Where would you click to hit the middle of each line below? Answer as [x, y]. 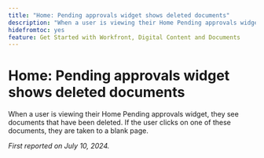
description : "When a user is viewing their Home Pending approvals [123, 23]
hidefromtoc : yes [37, 30]
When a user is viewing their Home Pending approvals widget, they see [124, 114]
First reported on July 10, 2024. [59, 146]
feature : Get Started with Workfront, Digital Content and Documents [125, 37]
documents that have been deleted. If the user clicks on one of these [120, 123]
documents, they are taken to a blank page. [79, 131]
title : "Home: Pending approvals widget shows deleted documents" [119, 15]
